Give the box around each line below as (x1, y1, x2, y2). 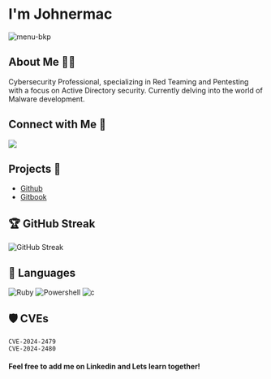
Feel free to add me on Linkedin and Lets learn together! (8, 362, 200, 372)
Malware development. (8, 94, 85, 104)
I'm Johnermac (8, 5, 113, 24)
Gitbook (19, 192, 47, 202)
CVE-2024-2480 (8, 344, 57, 353)
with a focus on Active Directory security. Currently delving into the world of (8, 85, 264, 95)
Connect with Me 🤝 (8, 118, 107, 131)
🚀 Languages (8, 265, 75, 280)
